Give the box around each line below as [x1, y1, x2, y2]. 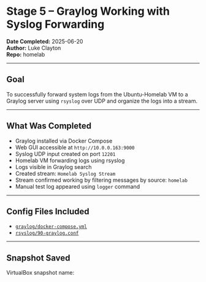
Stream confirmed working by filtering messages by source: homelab [15, 176, 188, 184]
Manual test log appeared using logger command [15, 182, 140, 190]
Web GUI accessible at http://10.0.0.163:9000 [15, 143, 135, 151]
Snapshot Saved [6, 253, 71, 263]
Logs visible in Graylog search [15, 163, 92, 170]
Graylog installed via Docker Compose [15, 137, 113, 144]
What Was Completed [6, 121, 92, 131]
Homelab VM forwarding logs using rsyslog [15, 157, 125, 164]
